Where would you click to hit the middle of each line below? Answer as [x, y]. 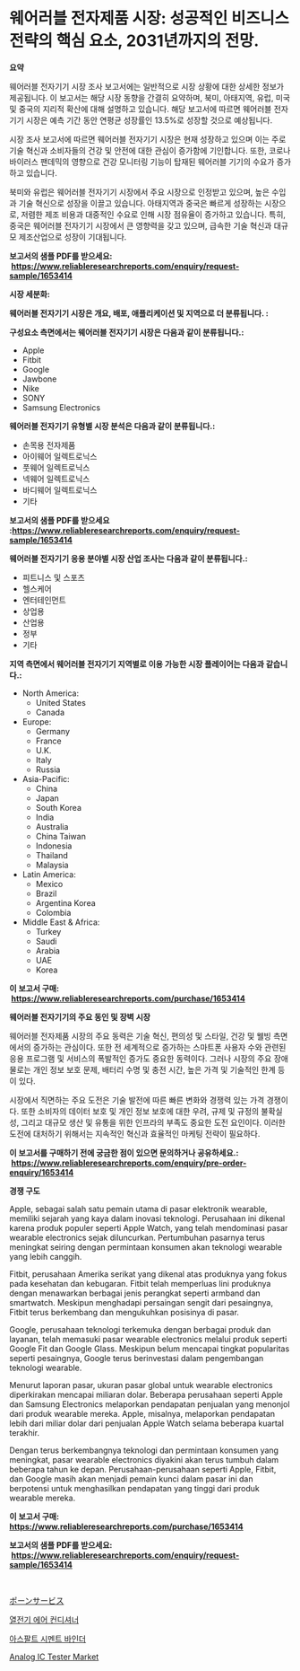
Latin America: [49, 874]
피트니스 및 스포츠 [53, 577]
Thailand [52, 855]
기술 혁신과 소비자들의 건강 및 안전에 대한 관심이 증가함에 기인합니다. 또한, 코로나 [150, 150]
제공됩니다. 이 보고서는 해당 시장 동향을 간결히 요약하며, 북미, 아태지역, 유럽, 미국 [150, 97]
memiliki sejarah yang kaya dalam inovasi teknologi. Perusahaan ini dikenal [147, 1218]
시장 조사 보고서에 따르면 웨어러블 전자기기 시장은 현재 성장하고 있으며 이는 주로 [148, 139]
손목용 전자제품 [49, 444]
